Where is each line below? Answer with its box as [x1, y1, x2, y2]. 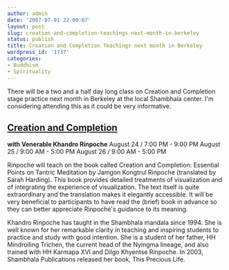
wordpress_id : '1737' [7, 49, 70, 56]
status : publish [7, 36, 54, 43]
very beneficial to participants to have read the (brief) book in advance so [7, 198, 218, 206]
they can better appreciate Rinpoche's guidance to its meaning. [7, 205, 188, 213]
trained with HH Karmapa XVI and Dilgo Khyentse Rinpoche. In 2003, [7, 248, 204, 256]
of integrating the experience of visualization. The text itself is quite [7, 183, 199, 191]
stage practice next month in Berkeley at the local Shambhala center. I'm [7, 94, 214, 102]
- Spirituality [7, 68, 51, 75]
